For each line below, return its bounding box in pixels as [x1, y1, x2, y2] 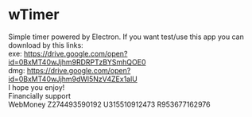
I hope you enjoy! [8, 82, 65, 92]
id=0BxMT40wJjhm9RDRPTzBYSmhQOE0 [8, 57, 146, 67]
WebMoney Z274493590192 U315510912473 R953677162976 [8, 99, 211, 109]
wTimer [8, 6, 60, 24]
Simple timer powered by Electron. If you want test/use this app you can [8, 32, 244, 41]
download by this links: [8, 40, 83, 49]
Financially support [8, 91, 72, 100]
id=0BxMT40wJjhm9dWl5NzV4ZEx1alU [8, 74, 138, 84]
